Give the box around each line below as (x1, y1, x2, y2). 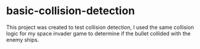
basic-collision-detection (6, 4, 136, 18)
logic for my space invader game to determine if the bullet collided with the (6, 30, 191, 37)
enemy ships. (6, 36, 39, 43)
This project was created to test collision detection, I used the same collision (6, 24, 194, 31)
